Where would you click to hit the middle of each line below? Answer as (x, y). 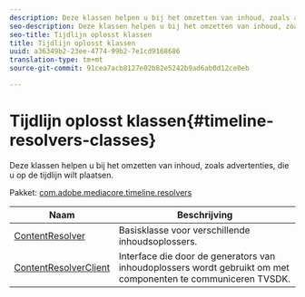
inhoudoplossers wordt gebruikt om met (204, 267)
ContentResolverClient (62, 267)
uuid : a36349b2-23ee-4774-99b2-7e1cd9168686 (95, 52)
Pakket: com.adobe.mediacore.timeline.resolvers (101, 192)
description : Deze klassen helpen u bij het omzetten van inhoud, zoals (150, 18)
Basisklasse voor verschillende (184, 230)
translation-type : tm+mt (56, 60)
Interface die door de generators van (197, 256)
